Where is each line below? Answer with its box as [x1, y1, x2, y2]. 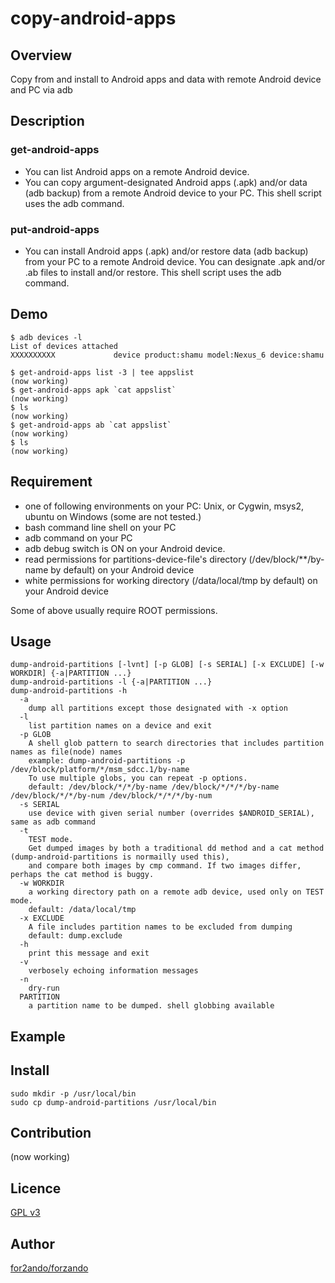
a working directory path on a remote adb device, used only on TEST [28, 887, 325, 897]
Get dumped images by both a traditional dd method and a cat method [28, 843, 325, 854]
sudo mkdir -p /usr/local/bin [10, 1088, 137, 1099]
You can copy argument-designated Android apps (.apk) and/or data [24, 176, 308, 188]
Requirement [10, 473, 93, 491]
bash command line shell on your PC [24, 521, 177, 533]
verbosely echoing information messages [28, 966, 199, 976]
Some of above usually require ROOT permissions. [10, 604, 218, 616]
